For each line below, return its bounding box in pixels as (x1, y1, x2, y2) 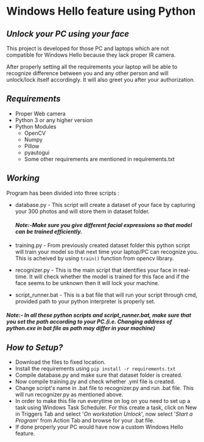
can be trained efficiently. (15, 228, 83, 236)
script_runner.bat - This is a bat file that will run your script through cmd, (15, 291, 198, 299)
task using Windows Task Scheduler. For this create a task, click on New (15, 404, 197, 411)
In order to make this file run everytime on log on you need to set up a (15, 397, 191, 405)
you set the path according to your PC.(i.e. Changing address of (6, 318, 172, 325)
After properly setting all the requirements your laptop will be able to (6, 63, 178, 70)
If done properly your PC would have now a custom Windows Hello (15, 423, 184, 431)
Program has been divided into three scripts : (6, 189, 120, 197)
